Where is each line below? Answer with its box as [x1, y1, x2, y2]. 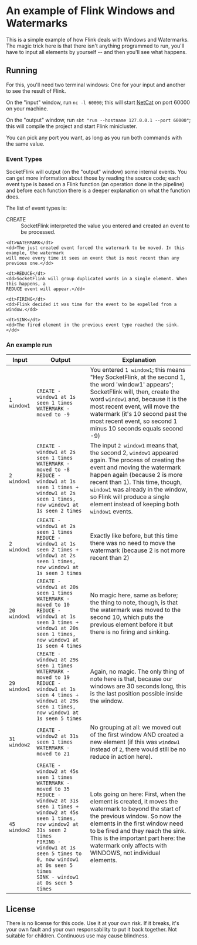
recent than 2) [90, 554, 130, 562]
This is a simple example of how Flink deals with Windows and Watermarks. [6, 36, 189, 43]
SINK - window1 [36, 874, 79, 880]
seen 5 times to [36, 850, 82, 857]
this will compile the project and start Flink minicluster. [6, 122, 138, 130]
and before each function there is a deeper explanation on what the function [6, 187, 191, 194]
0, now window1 [36, 856, 79, 863]
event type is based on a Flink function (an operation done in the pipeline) [6, 181, 185, 188]
